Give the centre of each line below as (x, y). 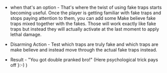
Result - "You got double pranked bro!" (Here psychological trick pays (84, 60)
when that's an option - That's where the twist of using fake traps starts (86, 7)
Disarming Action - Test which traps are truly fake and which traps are (84, 44)
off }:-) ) (19, 65)
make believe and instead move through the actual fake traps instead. (83, 50)
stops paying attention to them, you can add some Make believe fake (83, 18)
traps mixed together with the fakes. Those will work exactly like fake (83, 23)
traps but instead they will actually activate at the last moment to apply (85, 29)
